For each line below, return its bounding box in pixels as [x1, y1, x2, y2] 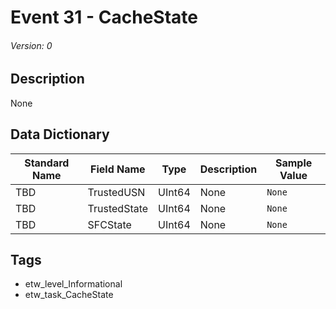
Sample [274, 156, 313, 170]
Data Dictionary [10, 126, 110, 143]
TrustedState [87, 201, 149, 215]
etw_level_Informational [24, 278, 123, 290]
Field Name [90, 162, 146, 176]
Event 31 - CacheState [10, 6, 198, 29]
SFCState [87, 217, 132, 231]
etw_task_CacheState [24, 289, 114, 301]
